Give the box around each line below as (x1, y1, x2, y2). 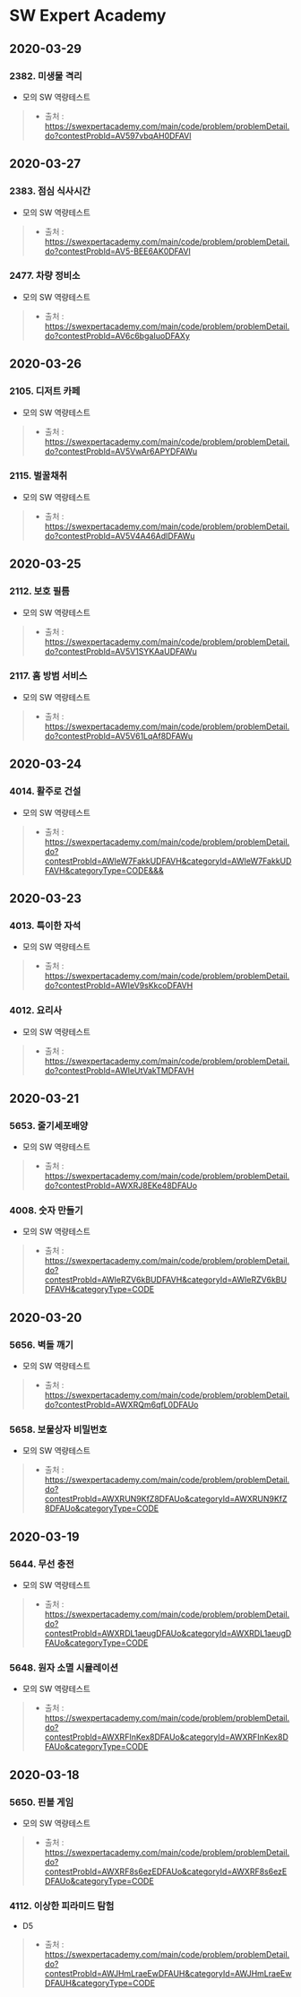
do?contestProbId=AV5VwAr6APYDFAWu (44, 446, 198, 456)
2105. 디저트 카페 (9, 385, 81, 397)
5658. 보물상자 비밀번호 (9, 1423, 107, 1436)
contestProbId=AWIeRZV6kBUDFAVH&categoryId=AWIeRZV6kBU (44, 1274, 288, 1285)
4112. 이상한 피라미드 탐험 (9, 1900, 115, 1913)
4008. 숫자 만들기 (9, 1204, 83, 1217)
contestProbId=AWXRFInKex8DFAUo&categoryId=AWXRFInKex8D (44, 1732, 289, 1742)
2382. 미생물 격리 (9, 69, 82, 82)
